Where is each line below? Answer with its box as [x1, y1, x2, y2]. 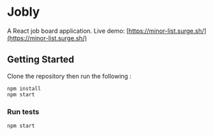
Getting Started [7, 54, 75, 66]
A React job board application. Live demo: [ [7, 27, 129, 35]
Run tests [7, 107, 40, 116]
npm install [7, 85, 41, 92]
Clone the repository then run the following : [7, 72, 132, 80]
